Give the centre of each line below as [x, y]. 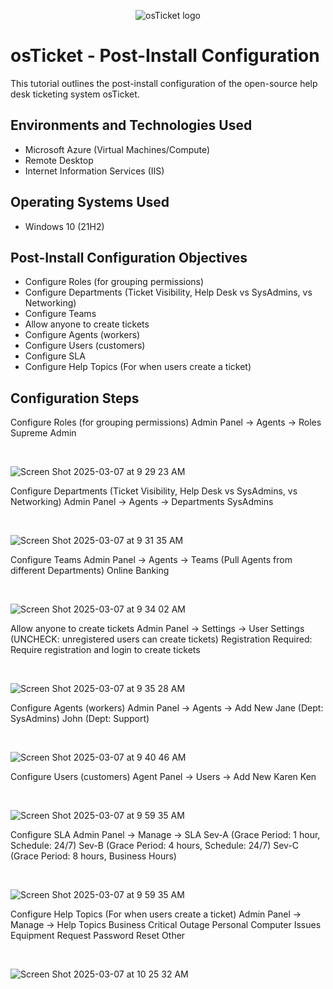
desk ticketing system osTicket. [75, 94]
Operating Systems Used [90, 202]
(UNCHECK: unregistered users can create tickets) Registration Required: [161, 639]
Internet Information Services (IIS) [94, 171]
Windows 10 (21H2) [64, 226]
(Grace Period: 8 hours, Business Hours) [93, 856]
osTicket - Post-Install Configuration [165, 56]
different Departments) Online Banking [90, 571]
